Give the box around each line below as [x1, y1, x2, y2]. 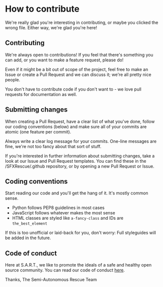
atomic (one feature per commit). [5, 129, 72, 134]
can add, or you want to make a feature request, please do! [5, 57, 124, 63]
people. [5, 77, 20, 82]
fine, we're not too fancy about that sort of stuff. [5, 143, 101, 149]
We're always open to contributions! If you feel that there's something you [5, 52, 153, 57]
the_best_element [12, 221, 48, 226]
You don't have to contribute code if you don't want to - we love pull [5, 86, 142, 92]
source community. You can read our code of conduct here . [5, 267, 125, 273]
